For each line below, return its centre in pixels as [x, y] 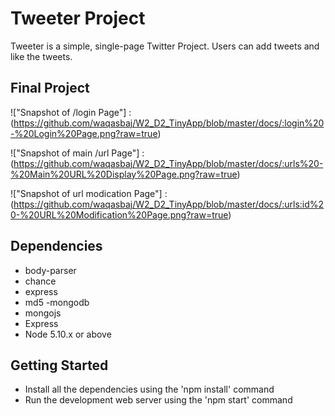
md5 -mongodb [57, 302]
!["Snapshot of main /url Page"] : [77, 153]
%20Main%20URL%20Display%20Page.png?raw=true [124, 174]
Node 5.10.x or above [68, 334]
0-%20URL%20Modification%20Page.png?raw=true [119, 214]
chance [40, 281]
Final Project [50, 88]
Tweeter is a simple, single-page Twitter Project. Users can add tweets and [165, 46]
